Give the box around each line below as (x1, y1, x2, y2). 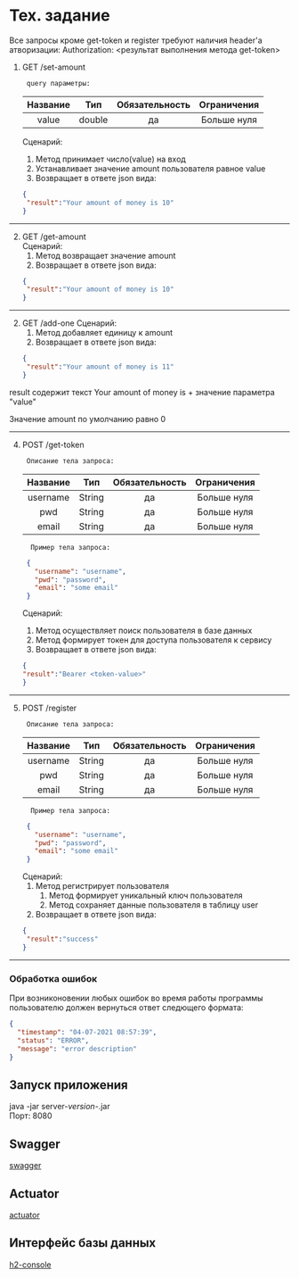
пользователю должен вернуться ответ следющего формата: (9, 1002, 244, 1013)
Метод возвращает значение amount (35, 250, 176, 261)
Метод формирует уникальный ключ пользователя (48, 890, 243, 901)
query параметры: (26, 79, 91, 87)
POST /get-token (21, 439, 85, 450)
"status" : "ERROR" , (17, 1036, 90, 1045)
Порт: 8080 (9, 1110, 53, 1121)
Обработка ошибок (9, 972, 98, 984)
